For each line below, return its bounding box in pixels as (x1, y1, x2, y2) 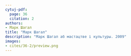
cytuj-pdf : (5, 7, 28, 12)
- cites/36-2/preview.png (5, 43, 58, 48)
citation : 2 (9, 16, 34, 21)
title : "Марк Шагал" (5, 30, 48, 35)
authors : (5, 20, 23, 26)
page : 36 (9, 12, 28, 17)
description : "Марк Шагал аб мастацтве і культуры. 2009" (5, 35, 127, 39)
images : (5, 39, 21, 44)
